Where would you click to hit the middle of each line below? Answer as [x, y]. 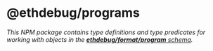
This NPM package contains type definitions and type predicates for [106, 32]
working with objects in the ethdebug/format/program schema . [100, 39]
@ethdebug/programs [73, 13]
